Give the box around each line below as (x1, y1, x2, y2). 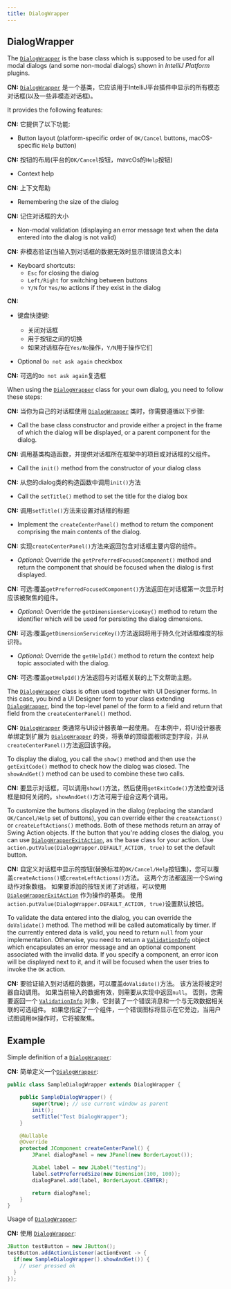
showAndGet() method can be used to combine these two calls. (7, 769, 185, 778)
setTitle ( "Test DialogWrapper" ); (32, 1113, 129, 1120)
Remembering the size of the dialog (17, 198, 119, 206)
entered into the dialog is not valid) (17, 233, 117, 241)
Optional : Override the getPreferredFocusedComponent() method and (17, 556, 212, 564)
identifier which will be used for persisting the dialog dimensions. (17, 615, 203, 623)
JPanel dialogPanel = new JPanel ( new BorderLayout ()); (32, 1152, 194, 1159)
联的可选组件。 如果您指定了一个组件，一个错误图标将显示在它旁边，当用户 (7, 1005, 221, 1014)
